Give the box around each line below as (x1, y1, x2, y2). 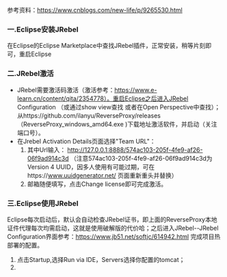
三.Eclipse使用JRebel (7, 198, 79, 208)
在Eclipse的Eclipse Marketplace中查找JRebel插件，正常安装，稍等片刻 (7, 42, 206, 50)
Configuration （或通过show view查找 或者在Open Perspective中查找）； (16, 103, 221, 111)
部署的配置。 (7, 241, 43, 249)
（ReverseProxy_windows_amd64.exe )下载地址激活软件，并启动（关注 (16, 120, 217, 128)
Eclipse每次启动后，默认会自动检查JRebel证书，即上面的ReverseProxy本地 (7, 215, 217, 224)
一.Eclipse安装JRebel (7, 25, 79, 34)
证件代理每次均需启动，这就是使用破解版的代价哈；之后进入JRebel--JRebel (7, 224, 219, 232)
